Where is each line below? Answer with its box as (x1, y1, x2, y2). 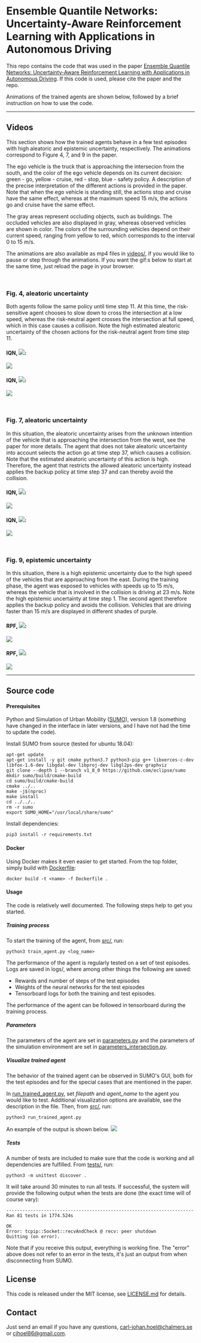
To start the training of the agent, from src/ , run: (6, 937, 124, 944)
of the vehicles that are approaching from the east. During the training (6, 576, 179, 583)
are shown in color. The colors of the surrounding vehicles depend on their (6, 225, 191, 232)
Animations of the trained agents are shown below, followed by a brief (6, 93, 179, 100)
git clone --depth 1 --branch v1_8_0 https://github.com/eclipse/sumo (6, 768, 186, 774)
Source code (6, 686, 55, 696)
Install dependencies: (6, 820, 59, 828)
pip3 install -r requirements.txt (6, 832, 93, 838)
